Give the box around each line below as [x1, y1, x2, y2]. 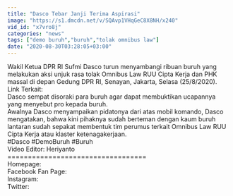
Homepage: [7, 160, 42, 168]
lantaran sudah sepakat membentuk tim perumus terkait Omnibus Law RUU [7, 123, 227, 130]
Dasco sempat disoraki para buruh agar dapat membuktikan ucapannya [7, 92, 216, 101]
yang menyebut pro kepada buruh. [7, 100, 108, 108]
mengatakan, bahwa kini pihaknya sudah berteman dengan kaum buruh [7, 115, 216, 123]
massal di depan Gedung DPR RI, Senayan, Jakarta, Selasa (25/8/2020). [7, 78, 217, 85]
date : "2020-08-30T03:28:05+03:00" [7, 43, 112, 50]
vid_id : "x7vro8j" [7, 23, 61, 30]
